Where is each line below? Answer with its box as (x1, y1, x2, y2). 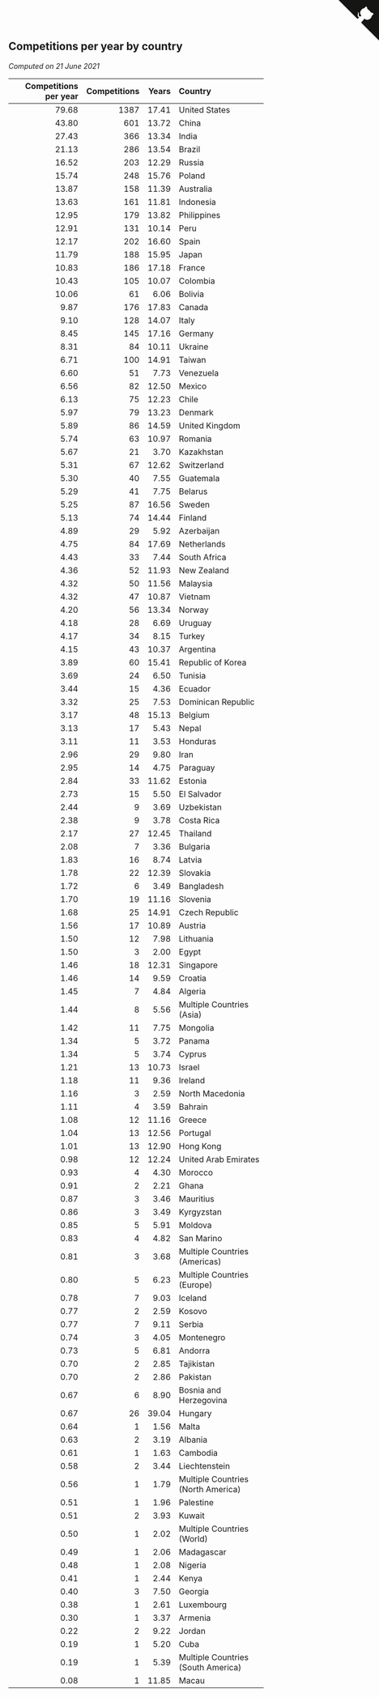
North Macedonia (178, 1087, 245, 1099)
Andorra (178, 1345, 211, 1356)
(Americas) (178, 1256, 222, 1267)
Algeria (178, 985, 207, 997)
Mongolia (178, 1022, 215, 1033)
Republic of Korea (178, 657, 247, 668)
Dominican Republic (178, 696, 255, 708)
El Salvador (178, 788, 222, 799)
